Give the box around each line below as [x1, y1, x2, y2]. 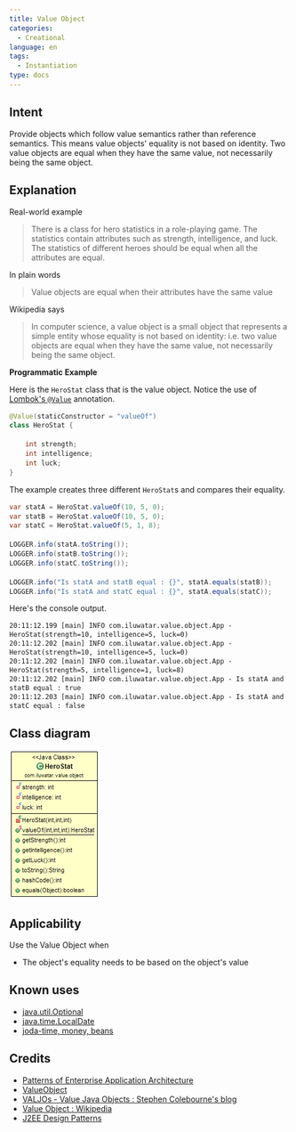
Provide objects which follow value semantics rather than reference [9, 128, 256, 139]
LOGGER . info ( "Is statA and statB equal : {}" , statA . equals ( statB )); [9, 577, 273, 587]
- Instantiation [17, 61, 77, 70]
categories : [9, 23, 53, 33]
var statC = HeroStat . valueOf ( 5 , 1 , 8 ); [9, 521, 162, 530]
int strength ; [25, 440, 77, 449]
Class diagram [9, 726, 91, 741]
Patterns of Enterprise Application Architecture [21, 1074, 194, 1086]
